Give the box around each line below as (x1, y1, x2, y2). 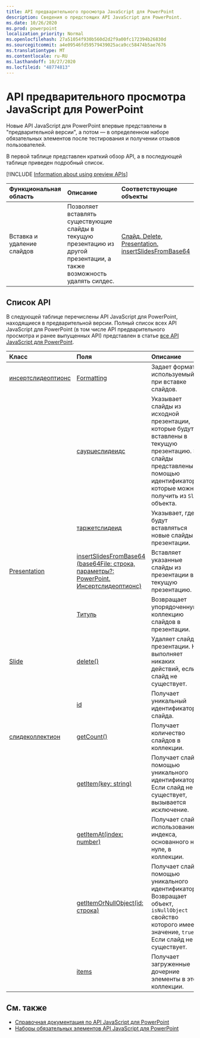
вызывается (151, 798, 186, 807)
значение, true (151, 928, 195, 937)
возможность (67, 270, 107, 278)
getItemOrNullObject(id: (76, 899, 144, 907)
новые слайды (151, 532, 193, 540)
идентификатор (151, 705, 196, 713)
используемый (151, 370, 195, 379)
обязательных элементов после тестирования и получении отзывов (6, 135, 180, 142)
